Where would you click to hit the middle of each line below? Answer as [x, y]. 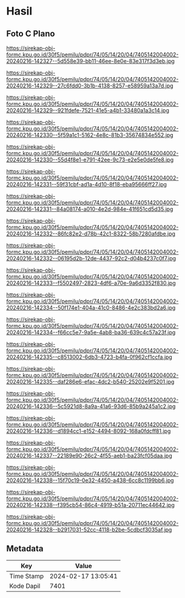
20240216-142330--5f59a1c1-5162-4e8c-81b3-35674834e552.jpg [90, 135]
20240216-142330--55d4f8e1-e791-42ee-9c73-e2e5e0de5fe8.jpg [90, 160]
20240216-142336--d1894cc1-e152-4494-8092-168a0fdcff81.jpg [89, 431]
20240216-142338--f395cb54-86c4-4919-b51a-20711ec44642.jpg [90, 505]
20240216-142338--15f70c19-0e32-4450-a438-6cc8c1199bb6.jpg [90, 480]
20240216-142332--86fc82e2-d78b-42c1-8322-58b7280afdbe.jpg [91, 234]
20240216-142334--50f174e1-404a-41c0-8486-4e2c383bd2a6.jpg [91, 307]
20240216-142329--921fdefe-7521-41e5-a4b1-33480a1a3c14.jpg [88, 110]
